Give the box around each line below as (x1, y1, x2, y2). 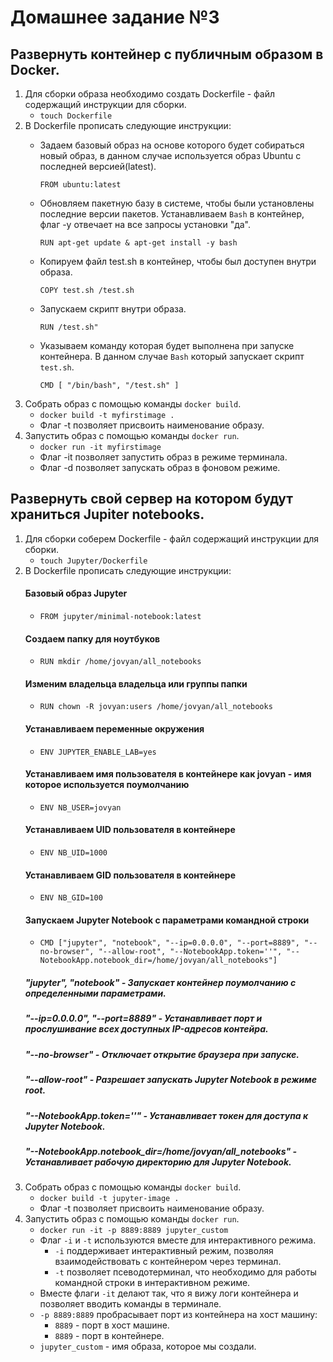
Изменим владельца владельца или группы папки (24, 677, 248, 690)
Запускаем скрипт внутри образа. (39, 303, 187, 315)
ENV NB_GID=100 (39, 893, 103, 903)
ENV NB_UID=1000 (39, 848, 108, 858)
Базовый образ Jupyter (24, 587, 128, 600)
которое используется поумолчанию (24, 779, 190, 791)
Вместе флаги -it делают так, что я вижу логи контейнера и (39, 1287, 299, 1300)
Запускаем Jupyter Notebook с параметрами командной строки (24, 914, 310, 926)
